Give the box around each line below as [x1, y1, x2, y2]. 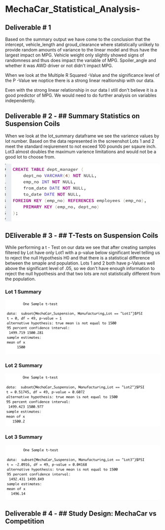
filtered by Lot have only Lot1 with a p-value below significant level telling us [5, 249, 161, 256]
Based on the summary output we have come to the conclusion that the [5, 36, 151, 42]
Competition [5, 517, 44, 526]
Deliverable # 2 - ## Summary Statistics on [5, 112, 140, 120]
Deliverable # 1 [5, 23, 51, 32]
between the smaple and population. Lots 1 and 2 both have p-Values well [5, 260, 155, 266]
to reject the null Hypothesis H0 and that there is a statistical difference [5, 255, 150, 261]
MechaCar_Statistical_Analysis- [5, 3, 140, 15]
